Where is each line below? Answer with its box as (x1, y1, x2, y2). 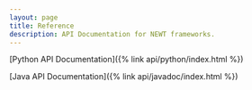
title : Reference (9, 21, 75, 30)
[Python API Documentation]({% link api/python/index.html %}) (9, 54, 244, 65)
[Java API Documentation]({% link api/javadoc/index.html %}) (9, 71, 238, 82)
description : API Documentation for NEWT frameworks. (9, 29, 216, 38)
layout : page (9, 12, 58, 22)
